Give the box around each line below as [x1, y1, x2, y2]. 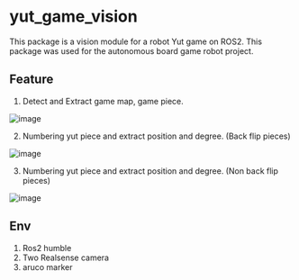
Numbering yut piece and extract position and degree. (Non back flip [22, 165, 279, 176]
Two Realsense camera [22, 252, 110, 263]
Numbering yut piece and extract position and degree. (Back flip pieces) [22, 131, 291, 141]
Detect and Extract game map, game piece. [22, 95, 184, 106]
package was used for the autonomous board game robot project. [9, 45, 254, 56]
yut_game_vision [9, 6, 138, 27]
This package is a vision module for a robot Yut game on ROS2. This [9, 36, 263, 47]
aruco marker [22, 261, 73, 272]
